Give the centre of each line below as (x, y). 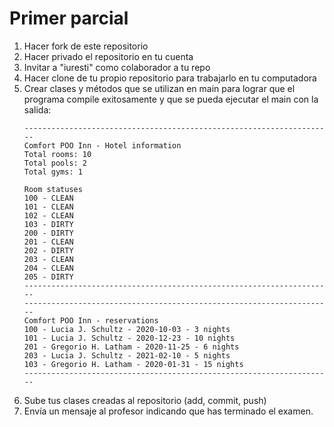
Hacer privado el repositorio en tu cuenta (108, 56)
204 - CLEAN (48, 268)
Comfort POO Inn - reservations (91, 320)
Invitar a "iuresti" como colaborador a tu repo (117, 67)
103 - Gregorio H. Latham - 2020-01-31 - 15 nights (133, 364)
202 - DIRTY (48, 250)
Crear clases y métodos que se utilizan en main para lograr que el (159, 88)
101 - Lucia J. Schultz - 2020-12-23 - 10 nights (129, 338)
